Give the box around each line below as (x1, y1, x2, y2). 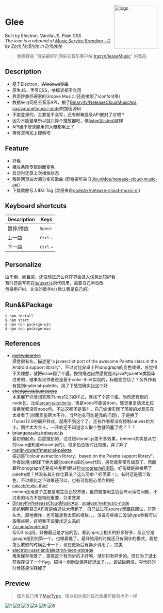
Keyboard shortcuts (5, 202, 67, 210)
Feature (5, 144, 29, 153)
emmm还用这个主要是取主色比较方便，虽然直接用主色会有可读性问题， (12, 488, 154, 494)
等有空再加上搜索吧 (12, 130, 51, 135)
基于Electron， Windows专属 (12, 81, 69, 87)
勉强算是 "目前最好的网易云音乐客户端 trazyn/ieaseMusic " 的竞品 (16, 53, 147, 59)
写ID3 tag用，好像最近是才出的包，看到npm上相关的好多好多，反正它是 (12, 529, 155, 535)
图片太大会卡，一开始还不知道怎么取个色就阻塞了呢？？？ (20, 424, 136, 430)
